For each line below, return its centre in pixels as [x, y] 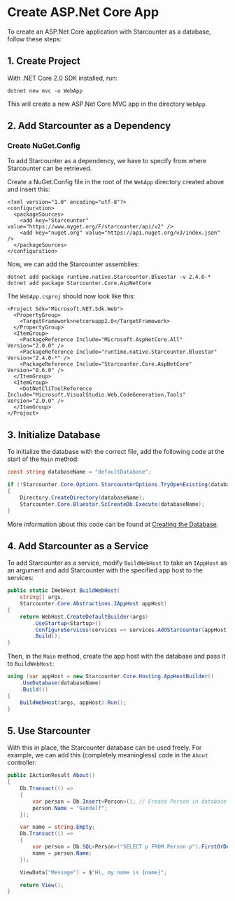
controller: [22, 763]
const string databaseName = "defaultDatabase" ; [79, 472]
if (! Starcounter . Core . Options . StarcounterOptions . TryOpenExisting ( [109, 485]
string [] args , [42, 597]
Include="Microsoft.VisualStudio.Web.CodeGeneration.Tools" [97, 395]
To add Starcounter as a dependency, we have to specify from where [107, 161]
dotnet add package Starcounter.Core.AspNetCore [79, 283]
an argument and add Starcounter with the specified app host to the [105, 570]
